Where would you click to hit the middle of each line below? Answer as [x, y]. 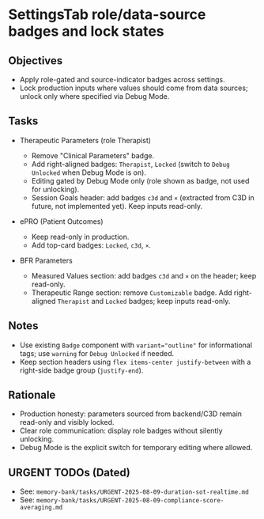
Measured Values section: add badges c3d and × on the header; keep [144, 275]
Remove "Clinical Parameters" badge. [93, 155]
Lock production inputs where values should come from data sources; [134, 88]
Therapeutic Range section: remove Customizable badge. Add [132, 292]
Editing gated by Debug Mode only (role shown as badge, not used [140, 180]
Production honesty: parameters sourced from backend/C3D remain [131, 414]
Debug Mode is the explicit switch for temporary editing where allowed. [136, 448]
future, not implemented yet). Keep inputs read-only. [117, 206]
